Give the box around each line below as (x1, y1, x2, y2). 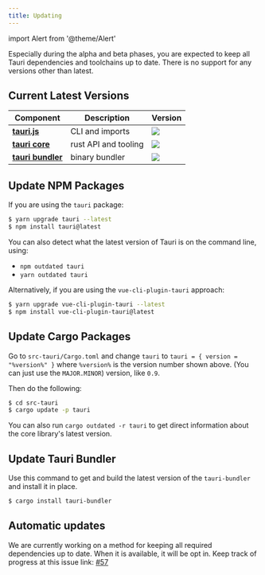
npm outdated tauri (19, 263, 85, 271)
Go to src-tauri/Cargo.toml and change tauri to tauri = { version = (8, 351, 238, 361)
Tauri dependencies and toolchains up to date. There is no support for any (8, 57, 252, 67)
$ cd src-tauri (8, 399, 59, 407)
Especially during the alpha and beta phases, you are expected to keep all (8, 49, 251, 58)
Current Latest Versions (8, 89, 130, 103)
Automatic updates (8, 519, 106, 533)
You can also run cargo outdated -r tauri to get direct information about (8, 420, 249, 430)
